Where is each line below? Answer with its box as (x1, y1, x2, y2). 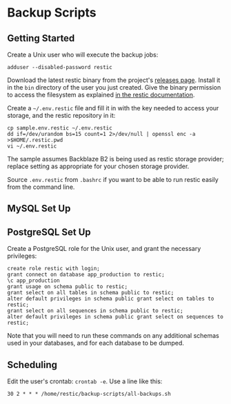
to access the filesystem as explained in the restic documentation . (7, 91, 195, 99)
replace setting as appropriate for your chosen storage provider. (7, 162, 190, 170)
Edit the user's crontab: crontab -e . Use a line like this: (7, 377, 163, 385)
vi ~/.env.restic (7, 143, 57, 150)
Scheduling (7, 358, 57, 370)
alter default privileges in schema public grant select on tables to (7, 295, 214, 303)
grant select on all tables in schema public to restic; (7, 290, 174, 296)
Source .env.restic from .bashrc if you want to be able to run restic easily (7, 176, 219, 183)
